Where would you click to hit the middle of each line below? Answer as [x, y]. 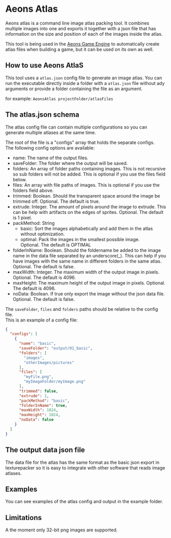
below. [20, 179]
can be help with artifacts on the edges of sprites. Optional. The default [88, 212]
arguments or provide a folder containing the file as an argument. [74, 89]
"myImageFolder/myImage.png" [55, 382]
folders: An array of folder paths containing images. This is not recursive [89, 168]
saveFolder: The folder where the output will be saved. [70, 163]
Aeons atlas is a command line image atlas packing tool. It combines [77, 23]
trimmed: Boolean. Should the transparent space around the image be [86, 196]
